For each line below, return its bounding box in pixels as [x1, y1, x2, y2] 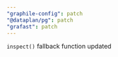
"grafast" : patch [6, 23, 58, 30]
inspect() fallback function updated [6, 42, 112, 51]
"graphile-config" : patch [6, 10, 83, 17]
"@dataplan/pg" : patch [6, 17, 73, 24]
